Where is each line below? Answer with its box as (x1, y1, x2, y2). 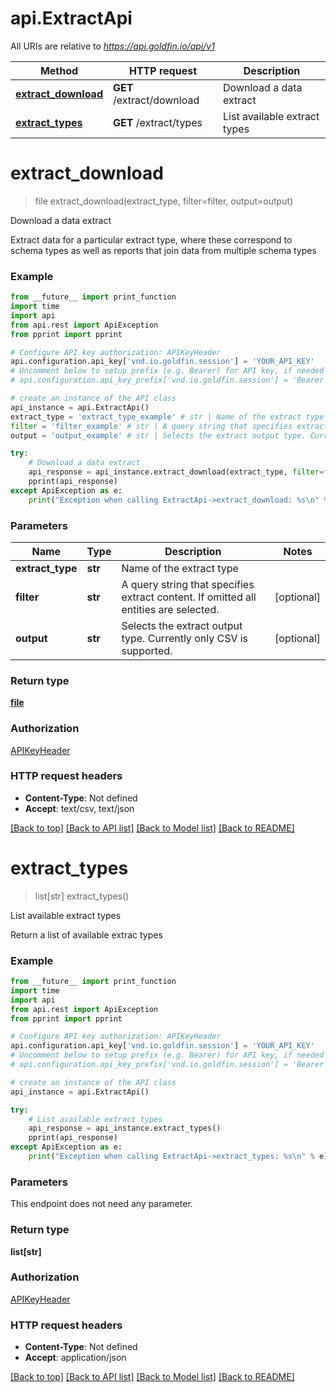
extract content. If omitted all (121, 590, 257, 604)
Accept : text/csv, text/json (24, 802, 135, 814)
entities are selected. (121, 602, 220, 616)
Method (39, 63, 79, 77)
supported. (121, 643, 173, 657)
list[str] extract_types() (34, 890, 130, 902)
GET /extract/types (112, 115, 203, 129)
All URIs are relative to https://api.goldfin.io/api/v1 (10, 40, 215, 52)
